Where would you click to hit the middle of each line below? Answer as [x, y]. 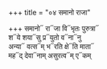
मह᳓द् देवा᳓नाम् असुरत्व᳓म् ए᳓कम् [50, 55]
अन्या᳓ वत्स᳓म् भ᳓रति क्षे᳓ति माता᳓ [51, 47]
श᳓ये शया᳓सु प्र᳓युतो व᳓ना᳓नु [45, 37]
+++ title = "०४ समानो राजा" [49, 12]
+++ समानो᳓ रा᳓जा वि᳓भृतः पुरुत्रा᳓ [53, 28]
